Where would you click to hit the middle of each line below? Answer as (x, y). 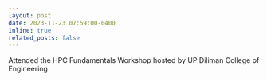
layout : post (30, 15)
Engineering (28, 69)
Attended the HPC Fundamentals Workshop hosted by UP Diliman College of (134, 60)
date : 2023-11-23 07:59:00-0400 (62, 23)
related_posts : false (44, 38)
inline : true (30, 30)
